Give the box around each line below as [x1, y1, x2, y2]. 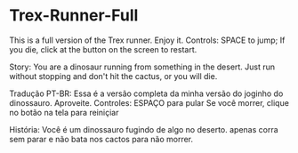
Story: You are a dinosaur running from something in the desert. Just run [9, 61, 276, 72]
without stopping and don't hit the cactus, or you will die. [9, 70, 218, 81]
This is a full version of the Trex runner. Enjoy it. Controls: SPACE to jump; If [9, 35, 286, 45]
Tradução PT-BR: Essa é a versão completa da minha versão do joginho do [9, 88, 284, 99]
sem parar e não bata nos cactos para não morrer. [9, 133, 194, 144]
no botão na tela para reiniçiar [9, 107, 119, 117]
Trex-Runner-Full [9, 5, 139, 26]
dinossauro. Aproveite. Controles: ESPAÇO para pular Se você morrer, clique [9, 97, 289, 108]
